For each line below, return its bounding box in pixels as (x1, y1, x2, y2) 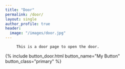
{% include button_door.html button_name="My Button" (5, 53, 120, 59)
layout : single (5, 16, 37, 21)
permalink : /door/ (5, 12, 43, 17)
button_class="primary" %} (5, 58, 61, 64)
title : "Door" (5, 7, 35, 12)
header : (5, 26, 21, 31)
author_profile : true (5, 21, 50, 26)
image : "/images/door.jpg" (9, 30, 66, 35)
